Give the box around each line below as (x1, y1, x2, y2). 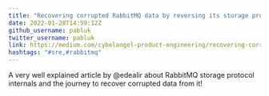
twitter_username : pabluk (8, 33, 94, 42)
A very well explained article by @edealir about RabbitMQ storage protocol (8, 71, 255, 79)
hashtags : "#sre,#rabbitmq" (8, 48, 102, 56)
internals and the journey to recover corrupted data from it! (8, 79, 203, 88)
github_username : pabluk (8, 26, 91, 34)
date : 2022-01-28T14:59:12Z (8, 19, 102, 27)
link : (8, 41, 26, 49)
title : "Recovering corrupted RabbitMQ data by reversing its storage (8, 11, 249, 20)
